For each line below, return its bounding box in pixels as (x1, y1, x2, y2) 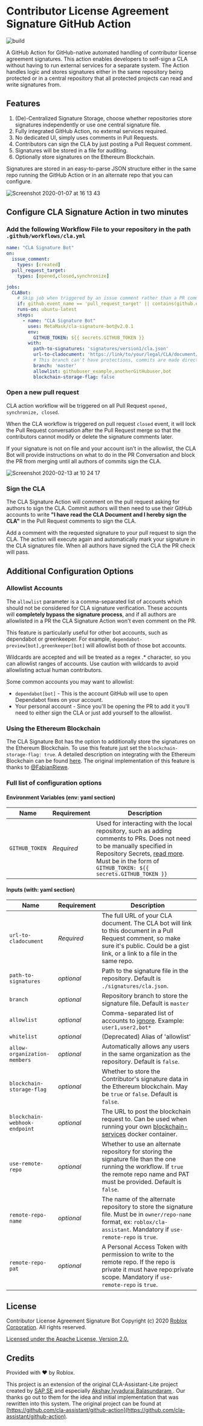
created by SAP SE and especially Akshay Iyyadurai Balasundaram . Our (6, 1387, 185, 1395)
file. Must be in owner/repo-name (101, 1210, 192, 1218)
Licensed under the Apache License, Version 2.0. (6, 1335, 129, 1343)
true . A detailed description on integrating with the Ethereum (44, 751, 196, 758)
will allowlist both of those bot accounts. (86, 641, 187, 649)
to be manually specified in (96, 842, 173, 851)
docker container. (127, 1130, 178, 1139)
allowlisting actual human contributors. (6, 666, 103, 673)
